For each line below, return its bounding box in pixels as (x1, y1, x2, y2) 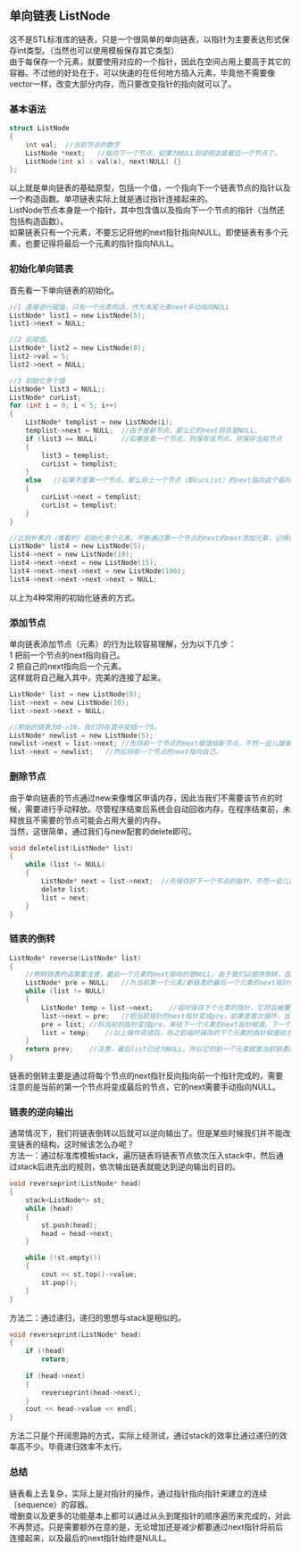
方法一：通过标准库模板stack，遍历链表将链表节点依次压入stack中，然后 (9, 1150, 277, 1161)
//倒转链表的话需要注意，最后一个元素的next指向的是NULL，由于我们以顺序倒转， (25, 970, 285, 979)
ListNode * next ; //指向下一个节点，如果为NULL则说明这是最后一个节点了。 (25, 148, 281, 158)
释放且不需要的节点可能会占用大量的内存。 (9, 815, 166, 826)
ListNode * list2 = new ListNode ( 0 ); (9, 344, 146, 353)
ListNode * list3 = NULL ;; (9, 385, 105, 394)
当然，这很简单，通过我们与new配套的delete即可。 (9, 826, 196, 836)
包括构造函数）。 (9, 216, 69, 227)
